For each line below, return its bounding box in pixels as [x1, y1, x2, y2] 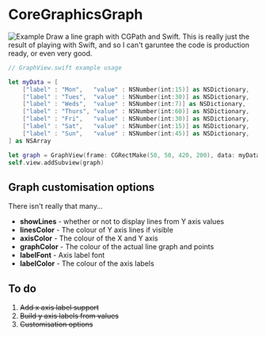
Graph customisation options [8, 180, 155, 194]
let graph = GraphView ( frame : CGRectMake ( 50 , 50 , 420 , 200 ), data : [8, 151, 236, 159]
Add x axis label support [19, 303, 99, 312]
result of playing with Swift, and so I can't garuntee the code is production [8, 40, 250, 49]
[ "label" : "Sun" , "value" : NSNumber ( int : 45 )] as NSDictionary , [22, 129, 250, 138]
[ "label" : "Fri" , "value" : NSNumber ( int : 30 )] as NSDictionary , [22, 115, 250, 123]
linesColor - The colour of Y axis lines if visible [19, 225, 174, 235]
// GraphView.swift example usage [8, 63, 123, 72]
